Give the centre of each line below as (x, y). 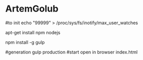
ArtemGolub (32, 9)
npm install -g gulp (25, 42)
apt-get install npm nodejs (33, 32)
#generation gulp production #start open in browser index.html (71, 52)
